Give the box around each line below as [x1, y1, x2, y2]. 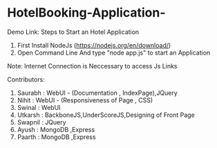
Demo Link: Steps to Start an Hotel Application [7, 28, 140, 36]
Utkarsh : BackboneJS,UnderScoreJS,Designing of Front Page [17, 111, 195, 119]
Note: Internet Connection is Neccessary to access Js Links [7, 62, 178, 70]
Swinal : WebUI [17, 103, 61, 111]
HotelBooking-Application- [7, 5, 166, 21]
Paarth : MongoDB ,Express [17, 133, 96, 141]
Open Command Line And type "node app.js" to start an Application [17, 48, 211, 57]
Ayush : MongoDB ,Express [17, 125, 95, 133]
